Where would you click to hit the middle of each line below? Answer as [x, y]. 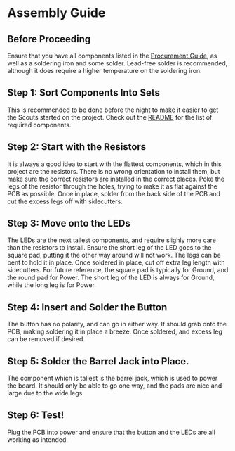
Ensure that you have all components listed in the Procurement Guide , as [112, 56]
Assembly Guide [56, 13]
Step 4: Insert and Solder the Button [87, 307]
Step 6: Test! [36, 415]
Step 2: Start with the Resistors [77, 147]
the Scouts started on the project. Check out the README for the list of [110, 117]
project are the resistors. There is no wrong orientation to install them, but [114, 171]
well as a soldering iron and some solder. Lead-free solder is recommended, [117, 63]
